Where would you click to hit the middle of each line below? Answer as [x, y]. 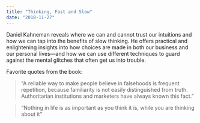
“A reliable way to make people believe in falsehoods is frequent [100, 83]
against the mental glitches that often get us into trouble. [76, 60]
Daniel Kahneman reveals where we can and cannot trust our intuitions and [99, 34]
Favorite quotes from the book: [44, 71]
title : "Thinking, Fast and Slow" [50, 12]
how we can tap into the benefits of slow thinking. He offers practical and [97, 41]
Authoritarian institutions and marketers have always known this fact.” [107, 96]
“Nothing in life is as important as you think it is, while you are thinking [108, 107]
